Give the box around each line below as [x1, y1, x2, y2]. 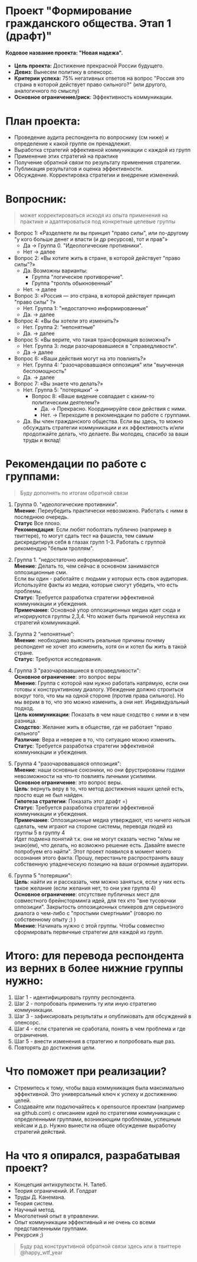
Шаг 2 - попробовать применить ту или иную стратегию [14, 1000, 157, 1007]
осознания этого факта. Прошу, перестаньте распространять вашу [14, 854, 184, 861]
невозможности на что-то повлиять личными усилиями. [14, 773, 157, 780]
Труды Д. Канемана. [14, 1193, 66, 1201]
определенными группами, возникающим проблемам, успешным [14, 1115, 181, 1123]
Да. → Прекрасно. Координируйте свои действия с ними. [40, 405, 186, 412]
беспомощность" [22, 367, 67, 375]
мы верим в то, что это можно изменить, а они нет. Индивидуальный [14, 698, 189, 705]
